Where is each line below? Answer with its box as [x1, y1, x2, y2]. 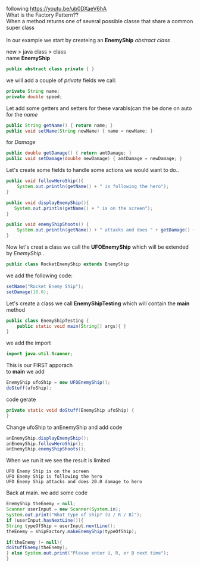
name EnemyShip [6, 55, 51, 61]
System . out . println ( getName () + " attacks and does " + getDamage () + [17, 227, 196, 233]
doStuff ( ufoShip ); [6, 385, 52, 391]
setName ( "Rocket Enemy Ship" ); [6, 283, 84, 289]
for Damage [6, 139, 36, 146]
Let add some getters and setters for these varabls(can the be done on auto [6, 104, 192, 112]
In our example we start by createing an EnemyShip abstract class [6, 37, 170, 43]
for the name [6, 111, 38, 118]
